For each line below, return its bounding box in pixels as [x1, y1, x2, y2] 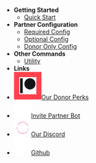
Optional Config [23, 35, 69, 43]
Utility [23, 57, 41, 65]
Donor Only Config [23, 43, 77, 50]
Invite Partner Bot [30, 111, 81, 120]
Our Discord [30, 130, 65, 138]
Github [30, 149, 50, 157]
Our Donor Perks [40, 93, 89, 101]
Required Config [23, 28, 71, 36]
